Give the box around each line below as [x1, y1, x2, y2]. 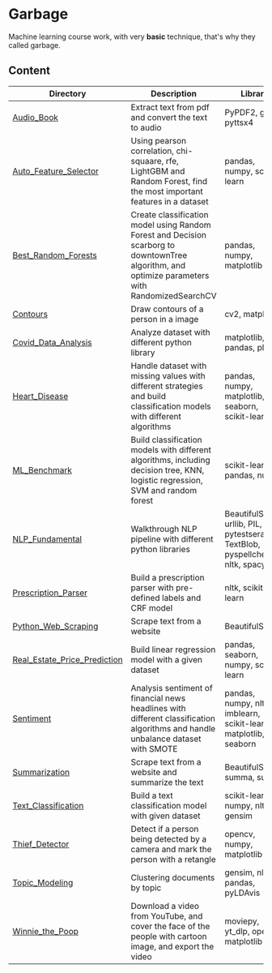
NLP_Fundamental [12, 533, 83, 544]
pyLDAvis [224, 887, 261, 898]
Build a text [130, 790, 174, 801]
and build [130, 390, 167, 401]
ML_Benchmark [12, 464, 73, 475]
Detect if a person [130, 823, 199, 834]
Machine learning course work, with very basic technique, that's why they [8, 32, 257, 41]
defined [130, 592, 160, 603]
